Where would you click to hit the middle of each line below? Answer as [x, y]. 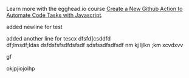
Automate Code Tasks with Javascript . [55, 15]
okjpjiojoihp [21, 68]
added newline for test [34, 27]
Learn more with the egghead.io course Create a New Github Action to [94, 9]
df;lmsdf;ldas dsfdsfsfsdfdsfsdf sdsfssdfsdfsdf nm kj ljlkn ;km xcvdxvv [95, 45]
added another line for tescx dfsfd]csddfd [59, 38]
